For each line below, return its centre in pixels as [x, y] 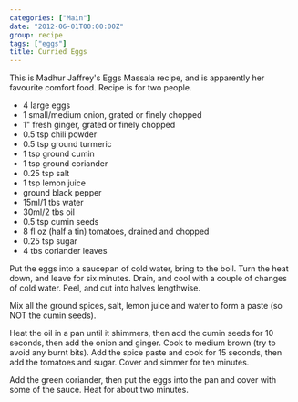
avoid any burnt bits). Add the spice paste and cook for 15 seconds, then [146, 353]
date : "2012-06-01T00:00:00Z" [67, 26]
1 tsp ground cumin [59, 154]
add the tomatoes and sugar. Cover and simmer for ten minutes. [129, 363]
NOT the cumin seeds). [53, 315]
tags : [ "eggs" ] [38, 43]
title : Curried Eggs [49, 52]
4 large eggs [46, 105]
